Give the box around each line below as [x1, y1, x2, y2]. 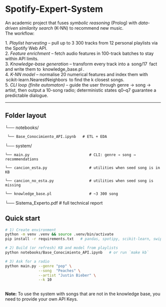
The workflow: [5, 30, 35, 36]
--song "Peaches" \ [38, 268, 81, 273]
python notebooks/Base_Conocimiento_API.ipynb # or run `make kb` [5, 250, 149, 255]
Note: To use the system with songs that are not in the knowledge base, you [5, 291, 161, 297]
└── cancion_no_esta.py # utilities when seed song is [5, 178, 154, 183]
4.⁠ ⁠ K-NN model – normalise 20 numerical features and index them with [5, 71, 148, 77]
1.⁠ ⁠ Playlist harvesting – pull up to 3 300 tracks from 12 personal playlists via [5, 40, 158, 45]
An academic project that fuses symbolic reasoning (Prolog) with [5, 20, 137, 26]
